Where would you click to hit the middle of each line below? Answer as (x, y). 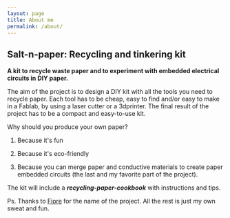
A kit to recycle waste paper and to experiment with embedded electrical (113, 71)
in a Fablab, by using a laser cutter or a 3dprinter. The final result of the (108, 106)
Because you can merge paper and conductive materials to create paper (120, 167)
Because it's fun (40, 140)
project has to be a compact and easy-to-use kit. (76, 114)
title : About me (30, 20)
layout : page (26, 13)
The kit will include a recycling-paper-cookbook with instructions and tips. (114, 188)
